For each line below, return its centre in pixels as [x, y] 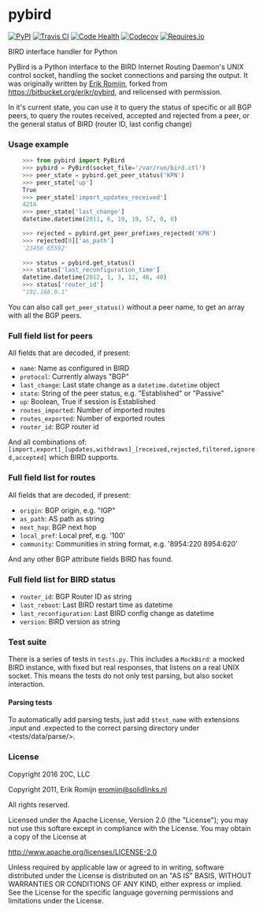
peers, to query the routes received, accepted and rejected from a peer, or [129, 115]
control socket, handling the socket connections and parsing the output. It [128, 75]
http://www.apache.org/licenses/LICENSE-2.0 [83, 851]
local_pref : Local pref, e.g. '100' [72, 535]
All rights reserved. [39, 804]
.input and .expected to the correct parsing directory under [104, 728]
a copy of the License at [47, 836]
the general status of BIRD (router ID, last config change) [100, 124]
